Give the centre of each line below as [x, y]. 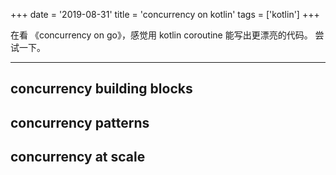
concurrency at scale [78, 157]
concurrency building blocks [101, 89]
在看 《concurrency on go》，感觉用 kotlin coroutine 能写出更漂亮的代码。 [161, 35]
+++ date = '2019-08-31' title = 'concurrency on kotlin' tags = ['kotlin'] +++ [165, 14]
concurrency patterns [80, 122]
